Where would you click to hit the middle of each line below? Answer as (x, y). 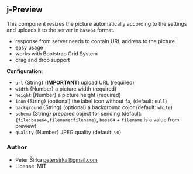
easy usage (29, 47)
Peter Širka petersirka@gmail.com (56, 160)
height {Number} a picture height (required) (68, 95)
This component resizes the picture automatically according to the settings (97, 23)
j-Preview (25, 10)
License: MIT (31, 166)
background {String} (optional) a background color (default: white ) (94, 107)
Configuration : (25, 71)
